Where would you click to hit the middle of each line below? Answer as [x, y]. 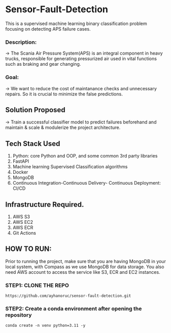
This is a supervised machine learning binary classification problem [76, 23]
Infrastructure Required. [45, 204]
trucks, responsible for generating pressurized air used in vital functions [81, 59]
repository [19, 315]
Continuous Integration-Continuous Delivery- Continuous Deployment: [87, 183]
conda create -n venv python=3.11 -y [45, 326]
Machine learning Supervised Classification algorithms [70, 167]
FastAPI [21, 161]
